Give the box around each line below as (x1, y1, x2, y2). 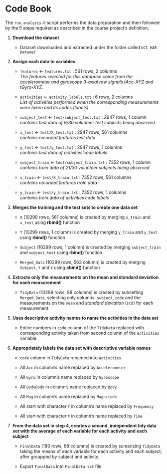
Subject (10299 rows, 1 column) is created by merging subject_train (19, 244, 161, 250)
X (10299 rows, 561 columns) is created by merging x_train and (19, 214, 151, 220)
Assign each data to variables (12, 58, 76, 64)
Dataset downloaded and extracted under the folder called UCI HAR (19, 44, 157, 50)
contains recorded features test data (19, 134, 96, 140)
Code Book (5, 3, 51, 15)
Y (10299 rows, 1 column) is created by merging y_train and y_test (19, 229, 158, 235)
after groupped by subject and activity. (19, 453, 100, 459)
